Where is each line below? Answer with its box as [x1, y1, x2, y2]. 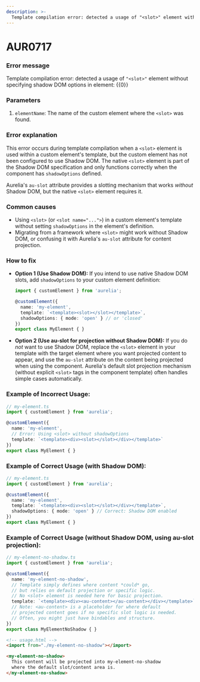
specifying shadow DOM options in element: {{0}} [6, 81, 129, 88]
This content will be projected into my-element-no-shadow [11, 659, 161, 665]
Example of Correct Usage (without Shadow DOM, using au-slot [6, 533, 194, 542]
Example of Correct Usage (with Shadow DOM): [6, 462, 146, 470]
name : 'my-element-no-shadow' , [11, 576, 89, 582]
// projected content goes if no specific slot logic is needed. [11, 610, 177, 616]
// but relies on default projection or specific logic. [11, 587, 156, 594]
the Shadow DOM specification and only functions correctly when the [6, 163, 177, 171]
